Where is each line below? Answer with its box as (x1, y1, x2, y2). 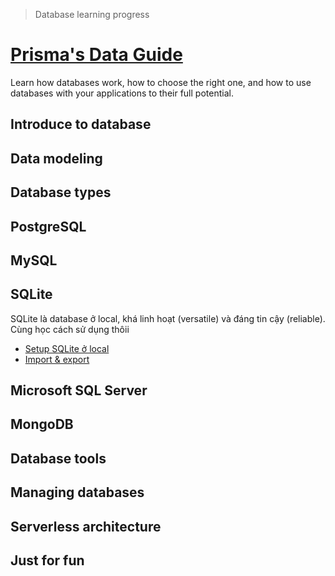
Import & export (24, 353, 90, 365)
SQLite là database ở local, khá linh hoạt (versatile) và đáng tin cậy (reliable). (10, 312, 326, 324)
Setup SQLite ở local (24, 342, 110, 354)
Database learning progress (34, 9, 150, 20)
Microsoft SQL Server (10, 382, 148, 399)
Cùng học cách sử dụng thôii (10, 323, 130, 335)
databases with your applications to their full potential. (10, 87, 234, 99)
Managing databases (10, 484, 145, 501)
